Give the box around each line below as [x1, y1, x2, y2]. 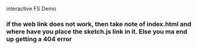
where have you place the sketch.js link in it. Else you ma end [6, 27, 187, 35]
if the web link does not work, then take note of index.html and [6, 20, 192, 28]
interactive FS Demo [6, 5, 57, 12]
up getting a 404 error [6, 35, 72, 43]
